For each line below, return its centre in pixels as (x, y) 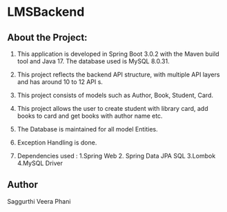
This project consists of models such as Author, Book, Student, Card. (115, 95)
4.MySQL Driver (40, 163)
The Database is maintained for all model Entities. (87, 129)
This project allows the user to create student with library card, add (112, 108)
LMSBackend (46, 12)
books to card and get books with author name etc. (90, 116)
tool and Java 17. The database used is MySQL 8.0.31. (93, 61)
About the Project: (47, 38)
